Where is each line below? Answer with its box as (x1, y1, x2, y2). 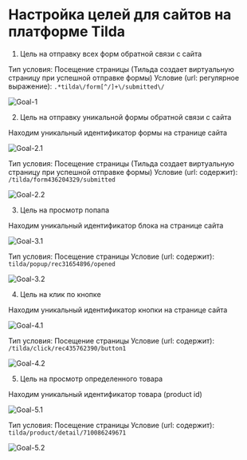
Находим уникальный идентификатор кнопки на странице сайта (8, 305, 228, 315)
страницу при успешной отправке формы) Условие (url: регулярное (8, 73, 240, 82)
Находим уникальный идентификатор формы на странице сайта (8, 128, 228, 137)
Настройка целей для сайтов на (8, 6, 232, 24)
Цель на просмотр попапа (19, 205, 110, 215)
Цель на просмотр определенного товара (19, 374, 163, 383)
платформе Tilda (8, 22, 126, 41)
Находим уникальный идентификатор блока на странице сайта (8, 220, 224, 230)
